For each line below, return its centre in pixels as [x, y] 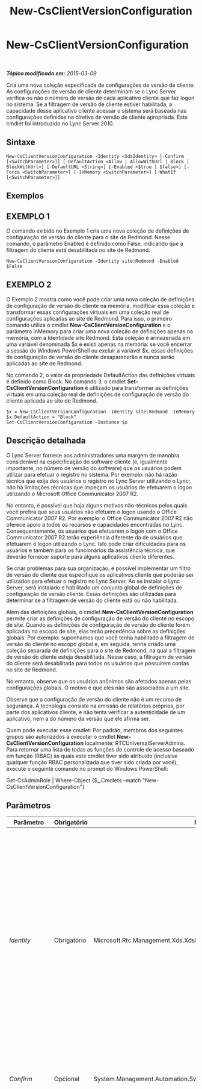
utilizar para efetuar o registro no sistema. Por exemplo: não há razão [92, 474]
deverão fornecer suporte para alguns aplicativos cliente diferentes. [90, 556]
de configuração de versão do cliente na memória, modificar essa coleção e [101, 306]
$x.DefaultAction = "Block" [41, 417]
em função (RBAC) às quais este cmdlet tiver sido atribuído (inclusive [92, 756]
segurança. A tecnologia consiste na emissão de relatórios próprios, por [96, 706]
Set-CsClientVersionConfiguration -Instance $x [67, 422]
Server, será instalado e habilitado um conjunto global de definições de [94, 587]
